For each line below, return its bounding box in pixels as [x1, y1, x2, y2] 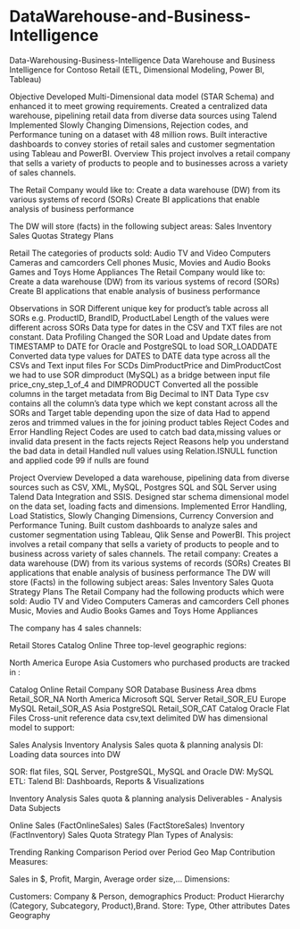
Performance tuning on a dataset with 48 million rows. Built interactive [9, 129, 268, 139]
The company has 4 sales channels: [9, 622, 142, 633]
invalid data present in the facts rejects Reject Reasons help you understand [9, 435, 289, 446]
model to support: [9, 722, 75, 732]
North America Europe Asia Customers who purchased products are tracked [9, 657, 290, 668]
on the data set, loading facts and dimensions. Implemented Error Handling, [9, 501, 287, 511]
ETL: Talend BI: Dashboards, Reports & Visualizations [9, 775, 205, 786]
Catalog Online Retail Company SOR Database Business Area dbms [9, 684, 257, 695]
